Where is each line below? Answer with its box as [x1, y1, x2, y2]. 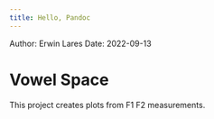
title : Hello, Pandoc [9, 13, 91, 23]
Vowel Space [9, 69, 109, 90]
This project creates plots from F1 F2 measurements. [9, 99, 206, 110]
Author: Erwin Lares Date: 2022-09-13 [9, 38, 152, 49]
